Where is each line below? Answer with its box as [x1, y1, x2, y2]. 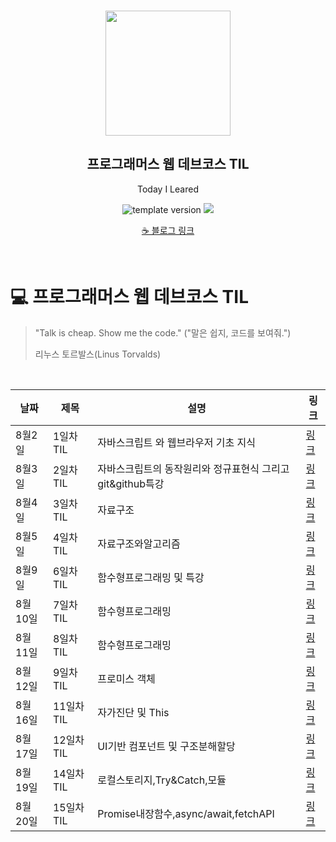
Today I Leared [137, 183, 199, 195]
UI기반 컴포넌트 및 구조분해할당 [97, 739, 236, 753]
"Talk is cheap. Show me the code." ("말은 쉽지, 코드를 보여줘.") [34, 326, 292, 339]
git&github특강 [97, 476, 165, 490]
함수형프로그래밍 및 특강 [97, 570, 205, 584]
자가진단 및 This [97, 705, 170, 719]
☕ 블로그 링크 [141, 224, 195, 236]
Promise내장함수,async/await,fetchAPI [97, 806, 275, 820]
